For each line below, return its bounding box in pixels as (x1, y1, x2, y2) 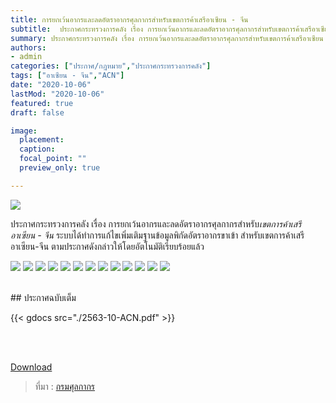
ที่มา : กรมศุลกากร (34, 380, 96, 392)
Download (10, 361, 53, 373)
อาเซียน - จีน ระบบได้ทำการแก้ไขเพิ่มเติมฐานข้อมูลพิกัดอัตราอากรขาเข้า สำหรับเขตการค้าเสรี (10, 229, 305, 241)
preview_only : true (19, 163, 101, 173)
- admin (10, 52, 43, 62)
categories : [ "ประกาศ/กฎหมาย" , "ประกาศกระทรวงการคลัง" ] (10, 61, 212, 71)
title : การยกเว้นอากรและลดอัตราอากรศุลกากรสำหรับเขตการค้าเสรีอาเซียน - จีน (10, 14, 249, 25)
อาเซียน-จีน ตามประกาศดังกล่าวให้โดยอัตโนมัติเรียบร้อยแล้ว (10, 240, 205, 252)
